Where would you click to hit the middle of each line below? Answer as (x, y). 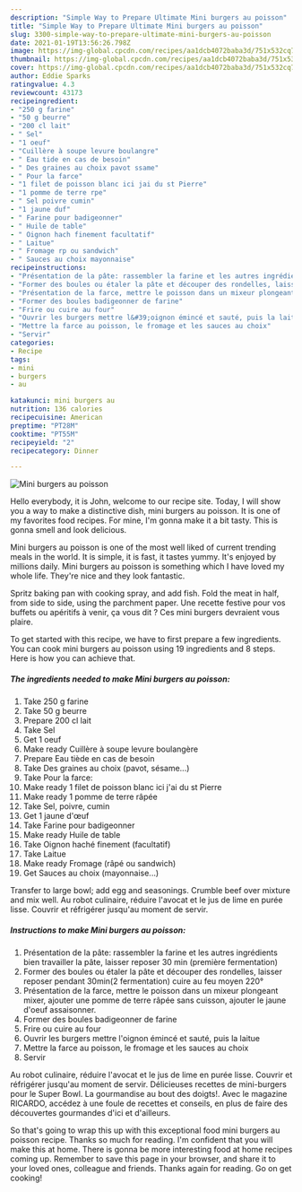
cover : (22, 68)
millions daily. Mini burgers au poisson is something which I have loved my (147, 567)
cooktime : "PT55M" (44, 434)
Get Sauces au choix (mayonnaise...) (91, 873)
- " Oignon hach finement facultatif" (82, 234)
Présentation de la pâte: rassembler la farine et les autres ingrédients (151, 953)
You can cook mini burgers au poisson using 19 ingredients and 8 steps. (143, 649)
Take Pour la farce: (58, 778)
